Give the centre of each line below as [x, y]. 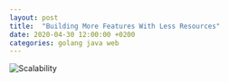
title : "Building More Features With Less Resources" [115, 26]
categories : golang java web [64, 43]
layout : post [34, 18]
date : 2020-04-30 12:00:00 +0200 [72, 34]
